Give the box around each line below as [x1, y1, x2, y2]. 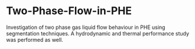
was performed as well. [6, 36, 63, 43]
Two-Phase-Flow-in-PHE [6, 4, 132, 18]
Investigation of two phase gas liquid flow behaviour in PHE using [6, 24, 165, 31]
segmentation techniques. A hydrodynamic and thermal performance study [6, 30, 190, 37]
